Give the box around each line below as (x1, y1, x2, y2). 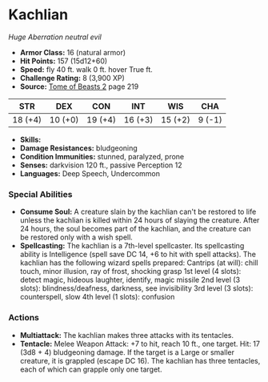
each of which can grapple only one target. (19, 364, 162, 374)
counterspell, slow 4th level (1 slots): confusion (19, 292, 175, 302)
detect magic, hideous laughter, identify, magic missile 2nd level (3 (19, 275, 241, 285)
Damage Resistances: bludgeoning (19, 143, 138, 153)
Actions (8, 312, 40, 324)
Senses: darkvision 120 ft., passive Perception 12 (19, 160, 182, 170)
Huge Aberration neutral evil (8, 32, 102, 42)
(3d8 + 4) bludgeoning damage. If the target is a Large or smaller (19, 347, 234, 357)
